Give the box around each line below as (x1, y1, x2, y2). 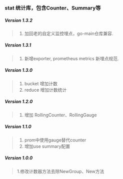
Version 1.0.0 (4, 155, 33, 161)
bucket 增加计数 (24, 80, 58, 86)
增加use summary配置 (24, 143, 70, 149)
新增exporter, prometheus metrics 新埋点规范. (24, 55, 119, 61)
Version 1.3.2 (4, 17, 33, 23)
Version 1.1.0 (4, 124, 32, 130)
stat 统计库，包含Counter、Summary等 (4, 4, 101, 11)
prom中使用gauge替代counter (24, 137, 86, 143)
